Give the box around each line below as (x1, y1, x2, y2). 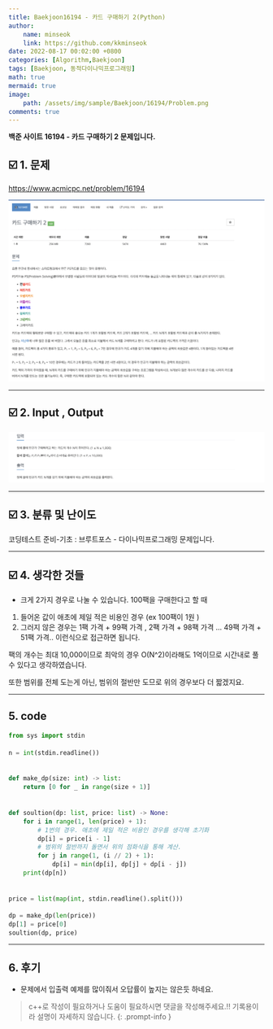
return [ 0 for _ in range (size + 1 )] (23, 783, 151, 791)
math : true (8, 73, 45, 81)
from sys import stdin (8, 732, 85, 740)
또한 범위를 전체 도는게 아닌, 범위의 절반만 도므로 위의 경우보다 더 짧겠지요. (8, 678, 245, 687)
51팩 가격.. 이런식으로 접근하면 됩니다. (19, 633, 141, 643)
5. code (8, 709, 47, 723)
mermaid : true (8, 81, 57, 89)
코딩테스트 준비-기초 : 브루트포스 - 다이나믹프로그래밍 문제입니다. (8, 534, 215, 544)
